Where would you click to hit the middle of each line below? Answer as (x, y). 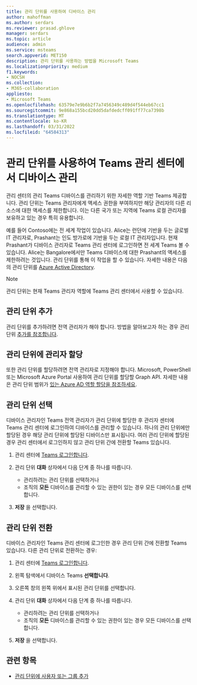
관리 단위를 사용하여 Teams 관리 (80, 163)
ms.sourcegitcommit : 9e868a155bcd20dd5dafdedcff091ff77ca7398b (85, 110)
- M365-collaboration (33, 89)
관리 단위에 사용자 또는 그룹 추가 (51, 676)
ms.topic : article (29, 39)
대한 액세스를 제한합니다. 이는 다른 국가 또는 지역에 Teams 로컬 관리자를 (104, 210)
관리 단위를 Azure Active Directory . (54, 267)
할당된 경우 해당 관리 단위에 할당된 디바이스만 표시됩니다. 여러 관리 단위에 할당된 (98, 435)
